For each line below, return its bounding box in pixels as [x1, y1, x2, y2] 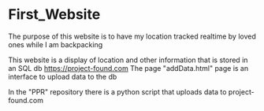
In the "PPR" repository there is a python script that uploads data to [8, 87, 227, 96]
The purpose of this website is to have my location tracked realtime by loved [8, 31, 256, 41]
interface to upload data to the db [8, 72, 117, 81]
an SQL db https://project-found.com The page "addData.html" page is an [8, 63, 249, 72]
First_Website [8, 6, 101, 24]
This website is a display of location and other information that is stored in [8, 55, 248, 65]
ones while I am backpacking [8, 39, 103, 49]
